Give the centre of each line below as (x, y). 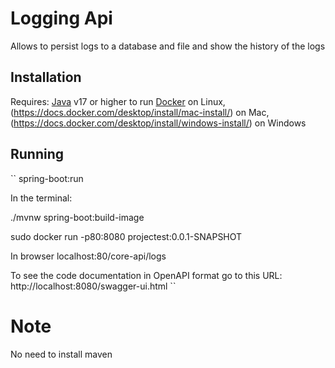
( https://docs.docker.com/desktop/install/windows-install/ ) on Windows (158, 123)
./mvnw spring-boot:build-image (77, 217)
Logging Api (61, 18)
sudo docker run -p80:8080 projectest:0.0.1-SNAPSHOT (126, 236)
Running (37, 154)
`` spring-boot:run (47, 178)
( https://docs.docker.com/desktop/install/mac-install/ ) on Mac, (140, 112)
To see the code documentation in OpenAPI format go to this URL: (146, 275)
